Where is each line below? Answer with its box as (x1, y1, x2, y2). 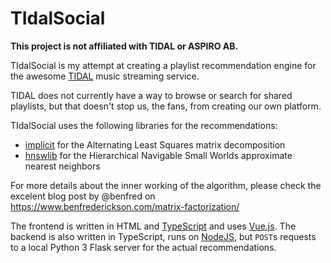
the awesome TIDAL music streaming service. (10, 70, 200, 82)
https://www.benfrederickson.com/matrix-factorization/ (10, 200, 240, 212)
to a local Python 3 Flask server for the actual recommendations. (10, 241, 277, 253)
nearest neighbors (24, 160, 101, 172)
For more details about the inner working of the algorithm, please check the (10, 179, 322, 191)
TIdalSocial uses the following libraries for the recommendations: (10, 119, 278, 131)
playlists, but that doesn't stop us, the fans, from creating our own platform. (10, 100, 322, 112)
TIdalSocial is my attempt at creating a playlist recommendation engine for (10, 59, 317, 71)
